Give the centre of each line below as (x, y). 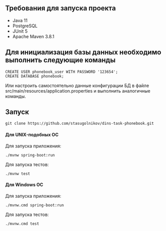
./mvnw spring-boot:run (30, 155)
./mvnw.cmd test (22, 223)
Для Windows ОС (24, 185)
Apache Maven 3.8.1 (33, 36)
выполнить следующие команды (60, 60)
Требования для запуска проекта (61, 8)
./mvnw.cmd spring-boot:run (35, 205)
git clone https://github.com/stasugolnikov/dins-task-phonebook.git (80, 124)
